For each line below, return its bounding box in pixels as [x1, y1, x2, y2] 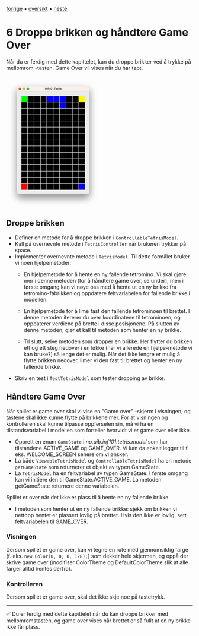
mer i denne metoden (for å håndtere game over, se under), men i [23, 277, 184, 284]
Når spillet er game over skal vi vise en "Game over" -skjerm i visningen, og [6, 407, 191, 414]
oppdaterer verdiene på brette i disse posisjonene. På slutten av [23, 320, 179, 327]
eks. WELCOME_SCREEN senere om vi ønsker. [14, 451, 129, 458]
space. [14, 246, 31, 254]
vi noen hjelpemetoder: [14, 259, 72, 266]
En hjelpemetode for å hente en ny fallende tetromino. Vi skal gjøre [23, 270, 187, 278]
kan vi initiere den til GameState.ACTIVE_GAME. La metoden [14, 476, 162, 483]
